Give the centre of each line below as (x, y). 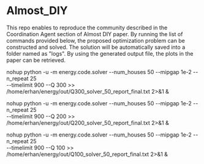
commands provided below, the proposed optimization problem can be (96, 40)
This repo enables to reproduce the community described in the (87, 28)
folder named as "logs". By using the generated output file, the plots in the (100, 53)
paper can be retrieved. (36, 60)
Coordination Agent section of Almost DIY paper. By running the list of (95, 34)
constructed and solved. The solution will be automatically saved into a (96, 47)
